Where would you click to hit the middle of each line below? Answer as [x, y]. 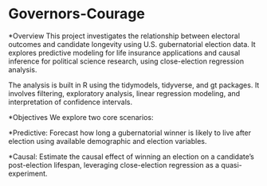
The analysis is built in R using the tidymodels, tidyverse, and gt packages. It [134, 85]
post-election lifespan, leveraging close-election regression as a [114, 165]
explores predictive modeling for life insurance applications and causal [124, 52]
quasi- [232, 165]
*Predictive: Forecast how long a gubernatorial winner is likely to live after [130, 133]
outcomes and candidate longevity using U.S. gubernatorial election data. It [132, 44]
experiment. [28, 173]
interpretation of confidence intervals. [71, 102]
